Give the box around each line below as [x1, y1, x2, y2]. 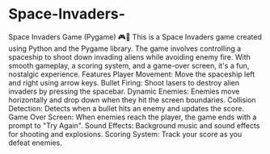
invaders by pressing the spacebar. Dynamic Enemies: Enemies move [8, 86, 240, 96]
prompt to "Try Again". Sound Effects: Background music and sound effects [8, 120, 260, 130]
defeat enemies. [8, 138, 63, 148]
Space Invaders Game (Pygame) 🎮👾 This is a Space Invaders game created [8, 31, 263, 41]
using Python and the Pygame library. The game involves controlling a [8, 44, 242, 53]
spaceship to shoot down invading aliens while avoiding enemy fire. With [8, 52, 251, 61]
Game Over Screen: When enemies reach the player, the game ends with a [8, 112, 257, 122]
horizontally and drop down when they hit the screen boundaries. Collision [8, 94, 256, 105]
